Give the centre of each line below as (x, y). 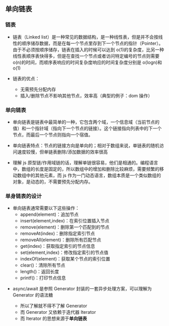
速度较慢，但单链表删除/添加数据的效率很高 (62, 152)
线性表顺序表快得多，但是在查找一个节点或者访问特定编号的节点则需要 (86, 56)
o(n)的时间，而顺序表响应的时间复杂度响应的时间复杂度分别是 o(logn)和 (87, 62)
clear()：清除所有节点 (43, 265)
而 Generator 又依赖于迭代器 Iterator (58, 312)
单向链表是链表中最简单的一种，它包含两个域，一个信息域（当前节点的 (86, 122)
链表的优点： (26, 78)
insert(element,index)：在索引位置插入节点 (65, 221)
